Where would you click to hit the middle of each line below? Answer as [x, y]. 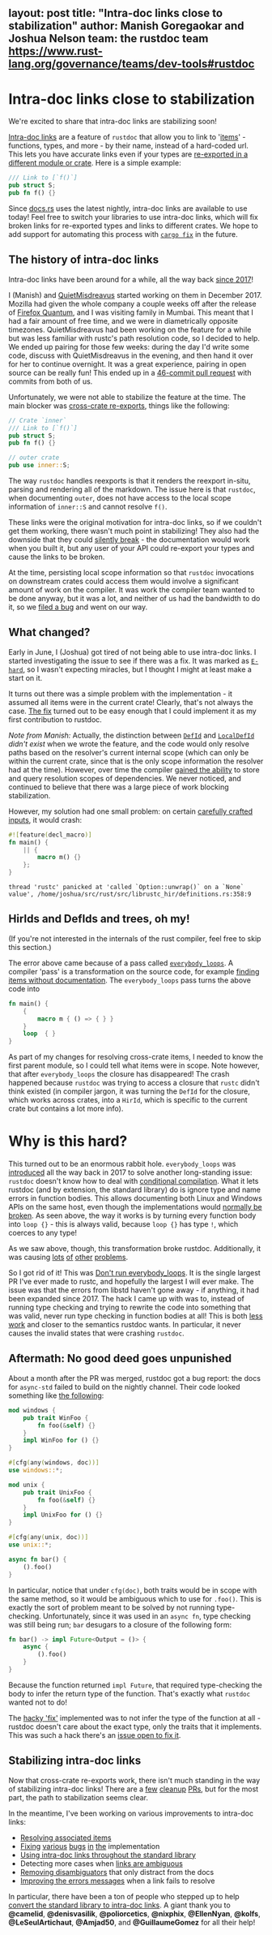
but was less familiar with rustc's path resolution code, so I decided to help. [134, 338]
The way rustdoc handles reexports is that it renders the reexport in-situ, [130, 481]
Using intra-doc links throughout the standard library [108, 1855]
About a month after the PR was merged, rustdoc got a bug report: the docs [135, 1378]
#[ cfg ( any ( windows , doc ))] [54, 1463]
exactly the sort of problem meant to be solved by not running [112, 1607]
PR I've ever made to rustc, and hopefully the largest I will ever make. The [131, 1282]
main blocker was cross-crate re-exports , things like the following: [119, 406]
